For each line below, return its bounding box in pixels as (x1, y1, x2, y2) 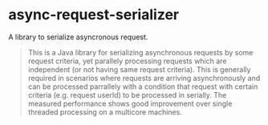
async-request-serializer (8, 6, 179, 24)
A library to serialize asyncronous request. (8, 32, 148, 42)
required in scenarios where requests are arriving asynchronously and (27, 73, 261, 83)
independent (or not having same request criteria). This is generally (27, 64, 251, 74)
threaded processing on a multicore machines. (27, 107, 182, 117)
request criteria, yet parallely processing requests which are (27, 56, 227, 66)
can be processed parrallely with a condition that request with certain (27, 82, 258, 91)
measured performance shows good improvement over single (27, 99, 233, 108)
